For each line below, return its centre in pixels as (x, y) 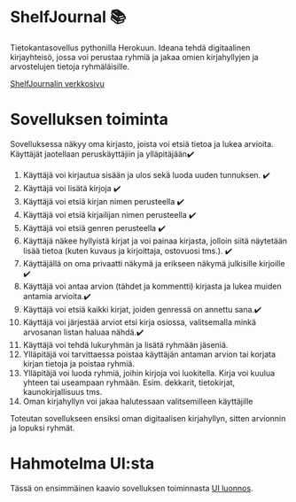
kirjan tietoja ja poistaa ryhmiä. (79, 363)
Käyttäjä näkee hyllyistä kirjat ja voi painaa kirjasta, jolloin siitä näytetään (155, 241)
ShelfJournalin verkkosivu (58, 83)
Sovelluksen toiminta (90, 120)
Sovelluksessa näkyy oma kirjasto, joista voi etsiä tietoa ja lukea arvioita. (142, 143)
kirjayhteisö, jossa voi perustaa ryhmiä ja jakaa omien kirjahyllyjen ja (135, 57)
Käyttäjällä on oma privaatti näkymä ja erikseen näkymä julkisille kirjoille (154, 263)
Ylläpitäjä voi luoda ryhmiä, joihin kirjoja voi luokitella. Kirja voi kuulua (149, 373)
